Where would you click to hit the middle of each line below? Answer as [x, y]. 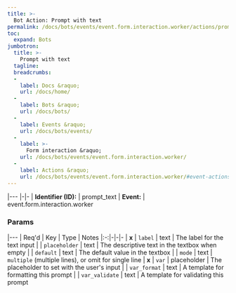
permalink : [23, 27]
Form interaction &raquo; [64, 151]
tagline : [26, 66]
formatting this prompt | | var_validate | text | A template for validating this [116, 275]
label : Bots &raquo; [50, 105]
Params [20, 222]
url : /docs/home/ [45, 92]
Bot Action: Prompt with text [58, 20]
